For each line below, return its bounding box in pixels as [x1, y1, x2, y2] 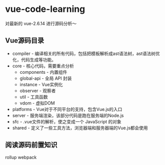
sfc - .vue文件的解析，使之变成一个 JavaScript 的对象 [12, 118, 121, 124]
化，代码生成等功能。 [12, 56, 56, 62]
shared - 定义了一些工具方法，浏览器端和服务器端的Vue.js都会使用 [12, 125, 148, 131]
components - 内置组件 [19, 69, 68, 75]
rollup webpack [5, 154, 37, 160]
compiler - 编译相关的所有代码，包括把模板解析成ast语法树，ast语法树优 [12, 51, 160, 56]
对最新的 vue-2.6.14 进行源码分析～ [5, 20, 77, 26]
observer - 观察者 [19, 88, 56, 94]
